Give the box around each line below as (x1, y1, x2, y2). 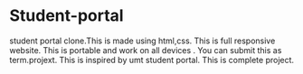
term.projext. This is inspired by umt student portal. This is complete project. (9, 54, 295, 65)
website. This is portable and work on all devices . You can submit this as (9, 44, 282, 55)
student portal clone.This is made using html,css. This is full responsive (9, 35, 276, 46)
